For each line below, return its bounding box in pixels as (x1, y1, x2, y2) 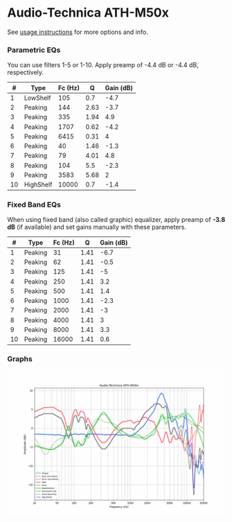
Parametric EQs (7, 45, 61, 55)
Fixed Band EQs (7, 200, 61, 209)
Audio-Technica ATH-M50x (7, 5, 170, 21)
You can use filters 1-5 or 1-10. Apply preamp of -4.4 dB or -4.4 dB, (7, 61, 199, 69)
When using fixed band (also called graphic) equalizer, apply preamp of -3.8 (7, 216, 226, 224)
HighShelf (24, 180, 53, 189)
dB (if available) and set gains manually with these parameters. (7, 223, 187, 232)
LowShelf (24, 94, 51, 102)
